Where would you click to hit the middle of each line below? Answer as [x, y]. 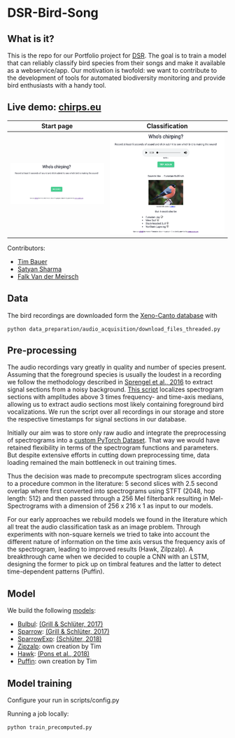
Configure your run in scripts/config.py [63, 700]
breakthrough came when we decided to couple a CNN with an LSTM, [108, 557]
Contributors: [26, 248]
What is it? [31, 39]
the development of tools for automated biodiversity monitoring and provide [116, 78]
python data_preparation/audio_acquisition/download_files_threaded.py [114, 329]
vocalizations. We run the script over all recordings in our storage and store [116, 412]
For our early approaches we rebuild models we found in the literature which [117, 520]
